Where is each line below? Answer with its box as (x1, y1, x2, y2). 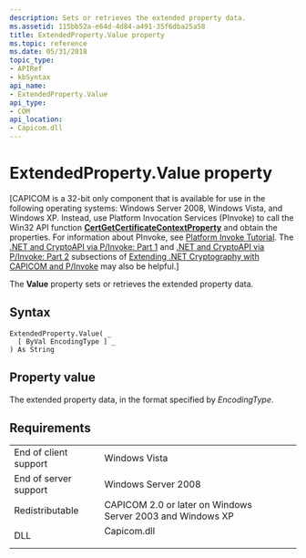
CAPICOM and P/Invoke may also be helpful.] (9, 261, 179, 272)
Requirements (9, 420, 91, 436)
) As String (9, 345, 55, 354)
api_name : (9, 81, 47, 90)
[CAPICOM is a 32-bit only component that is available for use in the (9, 192, 266, 203)
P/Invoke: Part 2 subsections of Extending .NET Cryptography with (9, 251, 260, 262)
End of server (14, 472, 73, 485)
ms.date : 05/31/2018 (9, 47, 88, 57)
